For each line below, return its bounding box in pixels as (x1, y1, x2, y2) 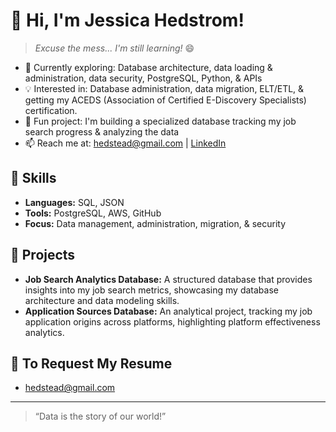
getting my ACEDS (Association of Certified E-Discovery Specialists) (24, 94, 307, 106)
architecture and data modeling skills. (24, 294, 180, 306)
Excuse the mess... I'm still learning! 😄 (34, 42, 195, 54)
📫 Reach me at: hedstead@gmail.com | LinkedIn (24, 137, 227, 149)
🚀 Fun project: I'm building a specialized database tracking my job (24, 115, 297, 127)
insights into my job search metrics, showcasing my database (24, 284, 279, 296)
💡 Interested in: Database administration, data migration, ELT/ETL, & (24, 82, 305, 94)
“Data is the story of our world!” (34, 410, 167, 423)
